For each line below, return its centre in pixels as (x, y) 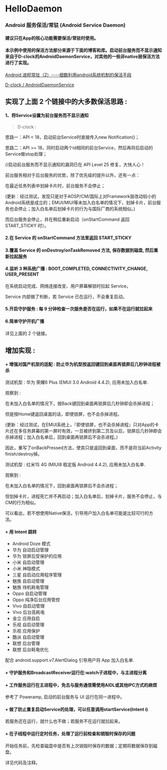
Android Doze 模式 (31, 544)
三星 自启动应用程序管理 (37, 575)
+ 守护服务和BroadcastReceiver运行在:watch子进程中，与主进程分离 (76, 673)
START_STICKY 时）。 (27, 225)
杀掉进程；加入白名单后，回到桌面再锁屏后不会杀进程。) (62, 437)
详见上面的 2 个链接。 (27, 333)
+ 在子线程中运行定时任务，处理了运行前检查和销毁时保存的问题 (70, 734)
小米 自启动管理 (28, 562)
